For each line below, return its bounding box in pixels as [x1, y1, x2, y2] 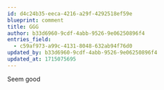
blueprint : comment [7, 17, 64, 24]
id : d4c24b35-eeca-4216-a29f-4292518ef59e [7, 10, 133, 17]
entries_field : [7, 36, 52, 43]
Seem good [7, 75, 40, 83]
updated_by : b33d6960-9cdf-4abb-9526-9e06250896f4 [7, 50, 158, 57]
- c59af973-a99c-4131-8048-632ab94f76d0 [13, 43, 133, 50]
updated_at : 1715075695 [7, 56, 77, 63]
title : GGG [7, 23, 39, 30]
